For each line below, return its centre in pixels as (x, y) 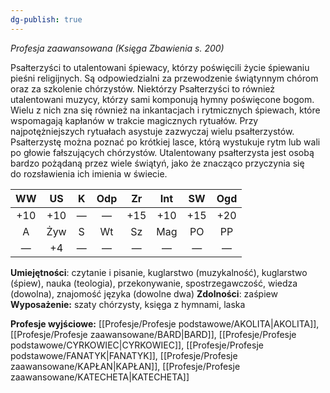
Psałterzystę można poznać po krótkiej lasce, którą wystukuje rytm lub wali (165, 142)
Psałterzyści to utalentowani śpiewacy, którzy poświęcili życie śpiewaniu (160, 67)
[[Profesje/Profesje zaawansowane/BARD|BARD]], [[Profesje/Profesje (153, 334)
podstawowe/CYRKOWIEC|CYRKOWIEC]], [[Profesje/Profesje (137, 345)
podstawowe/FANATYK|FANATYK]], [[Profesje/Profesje (124, 355)
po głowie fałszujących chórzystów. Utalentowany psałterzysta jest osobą (162, 152)
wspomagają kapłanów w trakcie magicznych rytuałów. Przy (134, 120)
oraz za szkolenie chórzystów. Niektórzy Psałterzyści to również (143, 88)
